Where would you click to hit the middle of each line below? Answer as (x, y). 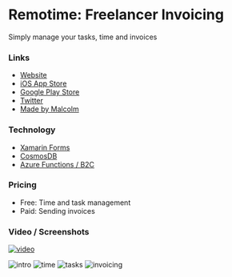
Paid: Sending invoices (58, 211)
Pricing (23, 185)
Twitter (32, 101)
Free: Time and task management (75, 203)
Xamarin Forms (45, 147)
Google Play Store (50, 92)
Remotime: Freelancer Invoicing (116, 15)
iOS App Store (43, 84)
